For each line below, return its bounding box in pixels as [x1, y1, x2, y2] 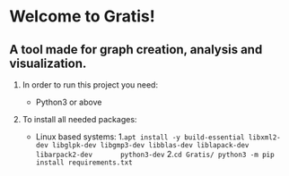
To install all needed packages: [22, 114, 137, 124]
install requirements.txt [35, 158, 133, 167]
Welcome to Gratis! [9, 6, 155, 27]
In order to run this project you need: [22, 80, 159, 90]
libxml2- [248, 133, 281, 142]
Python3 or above [35, 96, 102, 107]
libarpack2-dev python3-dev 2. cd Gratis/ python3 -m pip [35, 149, 276, 159]
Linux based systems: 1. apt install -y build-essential [35, 131, 245, 142]
